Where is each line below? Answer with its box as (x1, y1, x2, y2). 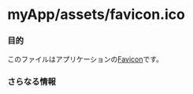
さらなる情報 (7, 77, 57, 88)
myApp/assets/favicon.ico (7, 6, 186, 24)
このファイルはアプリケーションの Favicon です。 (7, 55, 163, 64)
